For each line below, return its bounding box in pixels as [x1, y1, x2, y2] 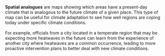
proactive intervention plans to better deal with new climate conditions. [5, 46, 149, 51]
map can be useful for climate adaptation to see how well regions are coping [5, 15, 161, 20]
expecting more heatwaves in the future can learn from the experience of [5, 35, 154, 41]
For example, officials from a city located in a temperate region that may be [5, 30, 158, 36]
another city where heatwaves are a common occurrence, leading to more [5, 40, 156, 46]
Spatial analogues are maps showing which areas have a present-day [5, 4, 148, 10]
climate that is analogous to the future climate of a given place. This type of [5, 9, 159, 15]
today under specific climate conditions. [5, 19, 87, 25]
